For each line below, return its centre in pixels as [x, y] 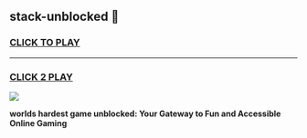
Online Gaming [38, 123]
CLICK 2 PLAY [41, 76]
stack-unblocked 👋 [64, 17]
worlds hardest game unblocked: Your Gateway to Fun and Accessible [145, 113]
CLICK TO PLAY [45, 43]
